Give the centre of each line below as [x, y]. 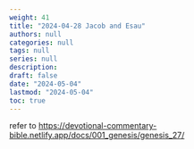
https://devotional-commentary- [98, 126]
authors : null [36, 34]
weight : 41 [30, 17]
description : [34, 68]
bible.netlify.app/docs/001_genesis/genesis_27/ [97, 136]
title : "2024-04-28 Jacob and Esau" [77, 26]
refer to [23, 126]
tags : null [30, 51]
